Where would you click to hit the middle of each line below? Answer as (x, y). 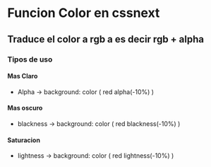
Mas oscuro (25, 108)
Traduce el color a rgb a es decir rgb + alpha (106, 39)
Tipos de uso (30, 59)
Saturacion (24, 140)
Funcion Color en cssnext (84, 13)
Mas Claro (23, 76)
